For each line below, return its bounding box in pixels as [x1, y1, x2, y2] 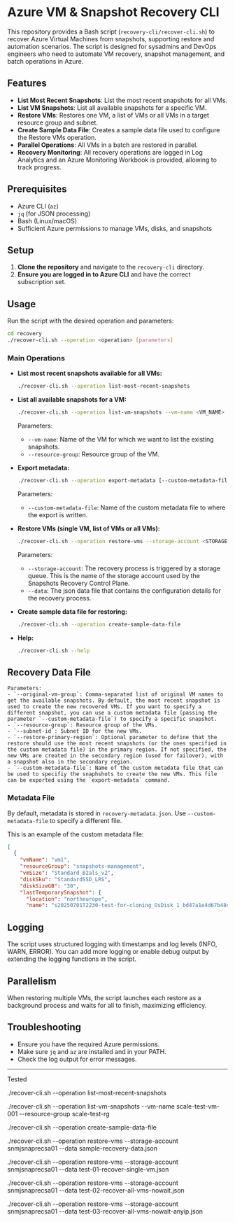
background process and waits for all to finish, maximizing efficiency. [7, 1001, 207, 1009]
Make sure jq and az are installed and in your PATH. [17, 1047, 166, 1055]
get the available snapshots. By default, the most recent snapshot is [7, 697, 220, 704]
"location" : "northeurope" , [25, 895, 108, 903]
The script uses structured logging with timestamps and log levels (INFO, [7, 940, 218, 948]
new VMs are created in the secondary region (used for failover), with [7, 752, 224, 759]
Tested [7, 1075, 27, 1083]
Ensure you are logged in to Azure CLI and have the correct [17, 270, 191, 279]
